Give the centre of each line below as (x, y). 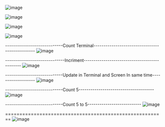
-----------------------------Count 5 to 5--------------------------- (73, 104)
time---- (152, 75)
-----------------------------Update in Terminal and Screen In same (74, 75)
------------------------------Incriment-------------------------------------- (82, 60)
